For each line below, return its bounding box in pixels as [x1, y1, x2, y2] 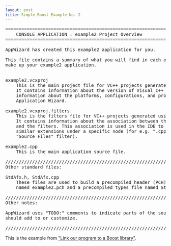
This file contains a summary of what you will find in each [5, 57, 161, 63]
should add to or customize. [5, 215, 78, 221]
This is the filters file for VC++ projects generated [16, 113, 156, 119]
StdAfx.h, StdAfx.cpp [5, 174, 60, 180]
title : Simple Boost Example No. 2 [5, 12, 81, 17]
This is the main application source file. [16, 149, 126, 155]
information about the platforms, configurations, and [16, 92, 156, 99]
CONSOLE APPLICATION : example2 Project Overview [16, 31, 142, 37]
